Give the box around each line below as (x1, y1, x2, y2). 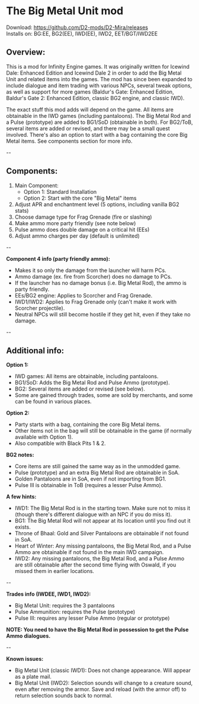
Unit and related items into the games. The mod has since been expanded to (6, 75, 192, 82)
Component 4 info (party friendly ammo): (6, 255, 111, 262)
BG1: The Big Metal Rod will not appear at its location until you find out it (14, 517, 191, 524)
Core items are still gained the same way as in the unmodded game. (14, 463, 181, 470)
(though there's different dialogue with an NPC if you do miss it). (14, 511, 172, 518)
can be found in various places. (14, 398, 92, 405)
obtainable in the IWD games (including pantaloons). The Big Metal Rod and (6, 112, 191, 119)
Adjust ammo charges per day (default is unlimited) (14, 232, 140, 239)
